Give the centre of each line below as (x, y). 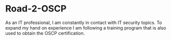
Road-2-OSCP (36, 9)
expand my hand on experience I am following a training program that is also (86, 27)
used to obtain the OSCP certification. (45, 33)
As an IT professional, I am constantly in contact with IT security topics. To (84, 22)
